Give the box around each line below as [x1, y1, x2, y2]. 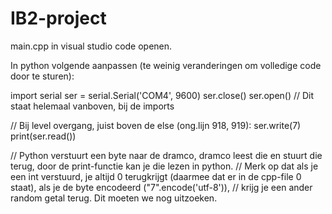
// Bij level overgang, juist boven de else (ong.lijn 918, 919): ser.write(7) [10, 119, 302, 131]
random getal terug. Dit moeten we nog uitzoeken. [10, 192, 218, 204]
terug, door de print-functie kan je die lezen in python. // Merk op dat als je [10, 160, 319, 172]
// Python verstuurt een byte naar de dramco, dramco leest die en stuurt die [10, 149, 323, 161]
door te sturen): [10, 70, 75, 82]
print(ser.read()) [10, 130, 77, 142]
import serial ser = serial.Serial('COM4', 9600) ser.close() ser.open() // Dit [10, 89, 315, 101]
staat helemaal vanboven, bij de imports [10, 100, 175, 112]
